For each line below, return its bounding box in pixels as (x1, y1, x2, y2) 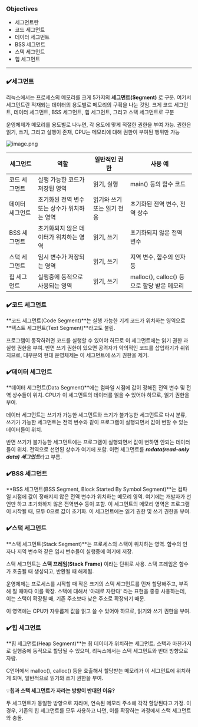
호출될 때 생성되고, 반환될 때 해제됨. (12, 567, 94, 574)
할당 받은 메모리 (142, 282, 184, 290)
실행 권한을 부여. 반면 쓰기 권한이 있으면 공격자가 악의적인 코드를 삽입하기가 (6, 344, 179, 351)
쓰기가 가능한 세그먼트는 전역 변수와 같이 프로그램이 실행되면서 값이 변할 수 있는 (6, 419, 189, 426)
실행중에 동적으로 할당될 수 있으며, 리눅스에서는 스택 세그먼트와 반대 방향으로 (12, 647, 189, 655)
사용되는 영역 (38, 282, 72, 290)
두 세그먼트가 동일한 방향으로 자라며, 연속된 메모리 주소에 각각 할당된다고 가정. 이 (6, 700, 192, 707)
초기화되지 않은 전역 (130, 229, 183, 237)
